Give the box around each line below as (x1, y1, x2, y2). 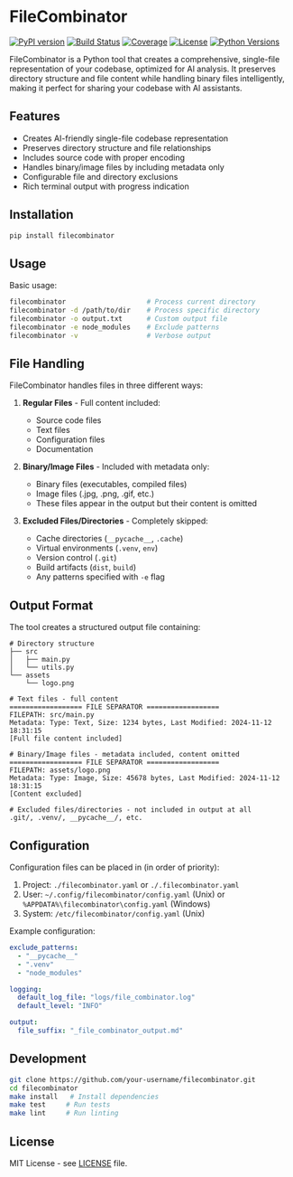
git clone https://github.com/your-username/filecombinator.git (9, 1075, 256, 1084)
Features (9, 108, 60, 124)
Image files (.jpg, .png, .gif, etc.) (35, 488, 155, 499)
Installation (9, 207, 74, 222)
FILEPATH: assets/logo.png (9, 766, 111, 775)
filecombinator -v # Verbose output (9, 331, 212, 340)
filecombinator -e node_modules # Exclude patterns (9, 323, 220, 332)
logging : (9, 984, 42, 993)
